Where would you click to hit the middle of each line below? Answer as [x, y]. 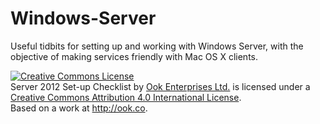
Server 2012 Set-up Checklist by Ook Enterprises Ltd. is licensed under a [160, 86]
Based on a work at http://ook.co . [79, 108]
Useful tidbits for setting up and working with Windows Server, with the [157, 46]
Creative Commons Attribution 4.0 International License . [126, 97]
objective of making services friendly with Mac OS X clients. [134, 56]
